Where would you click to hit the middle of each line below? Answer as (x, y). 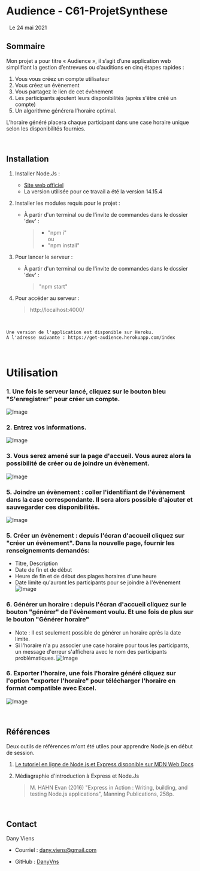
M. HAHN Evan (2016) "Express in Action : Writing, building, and (109, 787)
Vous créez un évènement (47, 85)
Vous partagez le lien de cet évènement (64, 92)
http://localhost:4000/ (57, 309)
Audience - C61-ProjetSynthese (87, 11)
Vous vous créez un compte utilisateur (62, 78)
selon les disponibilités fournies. (46, 128)
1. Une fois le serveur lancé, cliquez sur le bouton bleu (86, 392)
